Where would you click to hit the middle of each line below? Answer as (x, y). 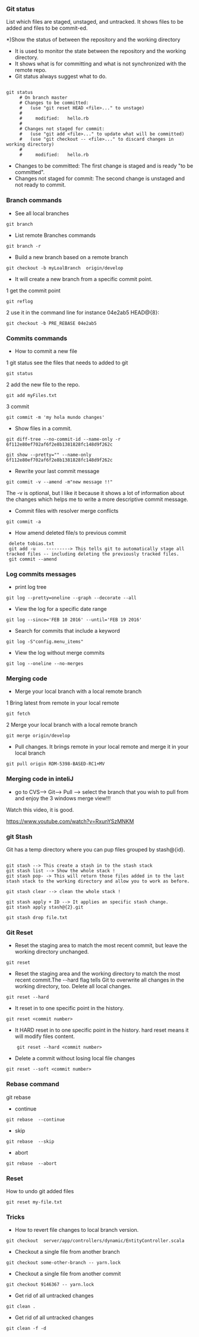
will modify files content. (45, 1036)
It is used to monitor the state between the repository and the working (100, 51)
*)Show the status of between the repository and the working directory (93, 40)
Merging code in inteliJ (40, 779)
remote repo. (31, 70)
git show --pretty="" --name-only (49, 455)
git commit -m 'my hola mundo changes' (56, 417)
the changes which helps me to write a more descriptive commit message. (97, 499)
